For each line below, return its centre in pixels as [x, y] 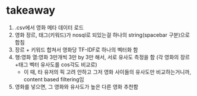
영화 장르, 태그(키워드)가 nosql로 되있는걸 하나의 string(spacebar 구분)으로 [102, 35]
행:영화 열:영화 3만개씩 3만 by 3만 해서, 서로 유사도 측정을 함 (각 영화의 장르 [102, 57]
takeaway [31, 10]
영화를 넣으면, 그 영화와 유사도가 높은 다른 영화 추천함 [76, 87]
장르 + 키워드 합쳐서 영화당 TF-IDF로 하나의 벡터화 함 [76, 49]
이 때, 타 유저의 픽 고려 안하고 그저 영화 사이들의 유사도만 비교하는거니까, [107, 72]
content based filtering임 [54, 79]
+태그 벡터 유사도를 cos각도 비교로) [56, 64]
